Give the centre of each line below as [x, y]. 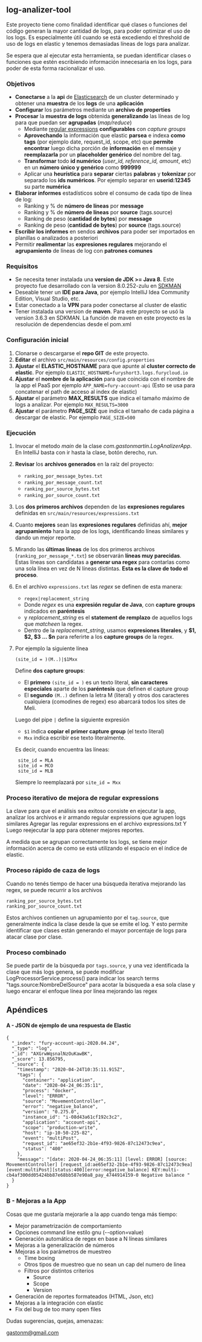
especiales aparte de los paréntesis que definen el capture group [106, 689]
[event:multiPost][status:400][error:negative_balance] [78, 1170]
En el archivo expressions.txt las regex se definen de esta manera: [99, 587]
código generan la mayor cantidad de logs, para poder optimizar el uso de [98, 31]
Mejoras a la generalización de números [65, 1245]
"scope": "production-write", [60, 1128]
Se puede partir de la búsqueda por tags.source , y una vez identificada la [98, 965]
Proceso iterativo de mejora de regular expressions [83, 797]
